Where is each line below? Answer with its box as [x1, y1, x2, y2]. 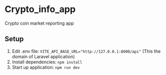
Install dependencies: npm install [12, 59, 82, 65]
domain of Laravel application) [12, 53, 75, 59]
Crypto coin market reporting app [5, 20, 74, 26]
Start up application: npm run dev [12, 64, 80, 70]
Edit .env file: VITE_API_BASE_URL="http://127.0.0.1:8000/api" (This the [12, 48, 161, 54]
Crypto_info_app [5, 4, 76, 15]
